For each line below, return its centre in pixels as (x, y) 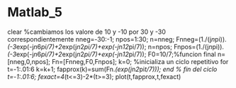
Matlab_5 (35, 12)
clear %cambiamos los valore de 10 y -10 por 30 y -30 (87, 32)
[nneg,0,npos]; (29, 61)
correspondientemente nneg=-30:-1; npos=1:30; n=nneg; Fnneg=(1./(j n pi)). (117, 39)
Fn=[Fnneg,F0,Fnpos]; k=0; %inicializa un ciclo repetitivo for (140, 61)
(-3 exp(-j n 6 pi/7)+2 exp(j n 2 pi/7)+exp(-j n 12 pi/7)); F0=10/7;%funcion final (112, 54)
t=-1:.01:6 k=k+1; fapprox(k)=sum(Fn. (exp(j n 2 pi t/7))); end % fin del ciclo (112, 69)
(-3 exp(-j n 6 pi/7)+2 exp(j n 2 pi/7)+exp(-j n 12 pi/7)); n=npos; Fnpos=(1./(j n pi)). (116, 46)
